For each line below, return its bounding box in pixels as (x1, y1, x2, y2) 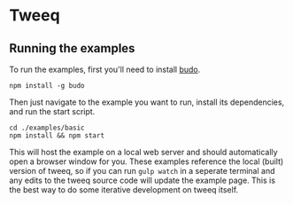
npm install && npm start (9, 131, 104, 140)
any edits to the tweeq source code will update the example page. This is (9, 175, 276, 185)
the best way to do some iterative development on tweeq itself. (9, 184, 239, 195)
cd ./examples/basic (9, 123, 86, 132)
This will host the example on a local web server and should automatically (9, 147, 278, 157)
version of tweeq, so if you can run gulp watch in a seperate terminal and (9, 166, 275, 176)
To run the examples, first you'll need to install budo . (9, 64, 201, 75)
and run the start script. (9, 106, 96, 116)
